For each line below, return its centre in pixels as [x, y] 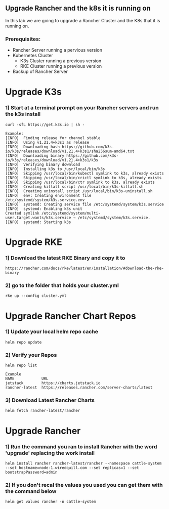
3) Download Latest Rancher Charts [50, 400]
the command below [31, 491]
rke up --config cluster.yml [36, 296]
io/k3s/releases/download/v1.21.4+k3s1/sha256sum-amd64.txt [70, 151]
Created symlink [22, 213]
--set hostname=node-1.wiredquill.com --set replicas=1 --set [72, 468]
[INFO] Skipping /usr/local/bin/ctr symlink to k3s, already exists [80, 182]
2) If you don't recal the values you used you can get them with [84, 485]
